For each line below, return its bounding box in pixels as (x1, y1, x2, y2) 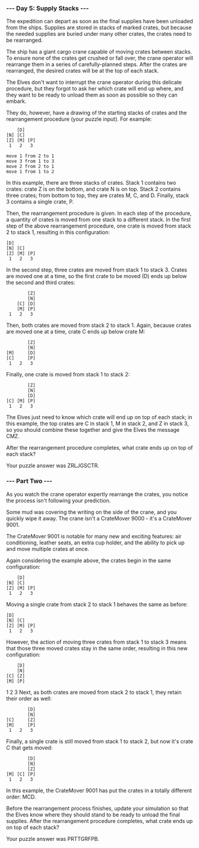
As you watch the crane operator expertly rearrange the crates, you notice (6, 490, 188, 498)
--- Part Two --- (6, 477, 53, 485)
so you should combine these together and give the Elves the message (6, 426, 180, 434)
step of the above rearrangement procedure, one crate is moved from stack (6, 222, 191, 230)
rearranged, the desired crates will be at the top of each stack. (6, 67, 159, 74)
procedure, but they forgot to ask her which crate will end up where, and (6, 85, 184, 92)
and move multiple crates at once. (6, 545, 90, 552)
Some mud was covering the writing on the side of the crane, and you (6, 508, 177, 516)
